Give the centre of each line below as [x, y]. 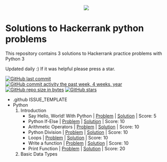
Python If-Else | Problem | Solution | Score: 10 [76, 121]
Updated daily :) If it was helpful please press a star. [60, 69]
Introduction [33, 110]
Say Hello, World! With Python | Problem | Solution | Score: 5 [92, 116]
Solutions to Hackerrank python [75, 28]
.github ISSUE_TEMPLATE [40, 99]
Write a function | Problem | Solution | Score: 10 [78, 143]
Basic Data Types [39, 154]
